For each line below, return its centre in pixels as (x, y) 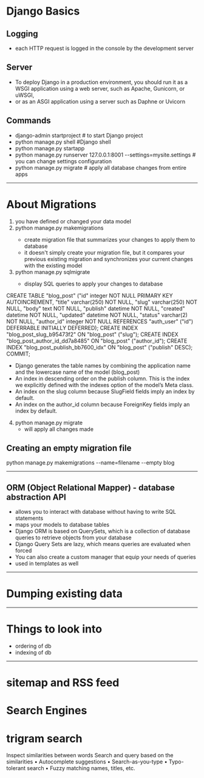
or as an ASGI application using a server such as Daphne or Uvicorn (100, 101)
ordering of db (33, 646)
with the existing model (53, 265)
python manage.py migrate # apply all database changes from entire (101, 167)
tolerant (16, 768)
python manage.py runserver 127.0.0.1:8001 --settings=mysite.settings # (105, 155)
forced (23, 551)
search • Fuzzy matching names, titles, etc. (81, 768)
